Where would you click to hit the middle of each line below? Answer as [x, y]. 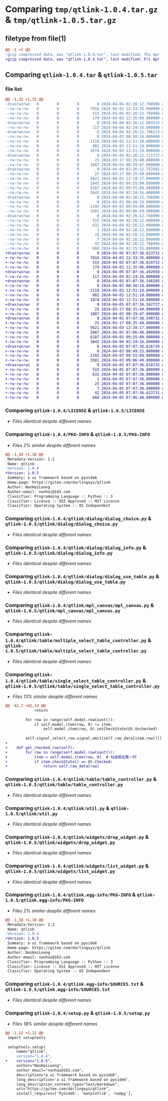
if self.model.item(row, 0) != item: [73, 724]
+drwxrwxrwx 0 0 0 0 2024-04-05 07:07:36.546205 [82, 281]
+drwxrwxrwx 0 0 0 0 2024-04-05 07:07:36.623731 [82, 253]
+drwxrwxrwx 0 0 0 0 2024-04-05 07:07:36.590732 [82, 318]
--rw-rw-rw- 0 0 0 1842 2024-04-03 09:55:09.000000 [82, 183]
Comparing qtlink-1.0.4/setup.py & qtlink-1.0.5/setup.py [78, 1013]
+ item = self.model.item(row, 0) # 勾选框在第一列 [71, 757]
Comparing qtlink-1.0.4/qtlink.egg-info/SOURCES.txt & [74, 984]
